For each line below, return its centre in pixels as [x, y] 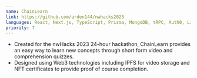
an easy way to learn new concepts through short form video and [93, 51]
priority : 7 [20, 28]
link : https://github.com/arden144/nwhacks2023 [65, 17]
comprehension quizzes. [44, 56]
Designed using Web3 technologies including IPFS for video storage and [102, 63]
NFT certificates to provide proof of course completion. [81, 69]
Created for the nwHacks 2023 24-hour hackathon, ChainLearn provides [102, 44]
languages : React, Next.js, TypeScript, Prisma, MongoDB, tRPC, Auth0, [95, 22]
